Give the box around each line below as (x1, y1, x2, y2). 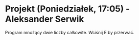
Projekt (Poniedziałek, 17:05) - (5, 3, 130, 14)
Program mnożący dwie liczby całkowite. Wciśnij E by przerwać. (5, 29, 135, 35)
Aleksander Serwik (5, 13, 84, 25)
